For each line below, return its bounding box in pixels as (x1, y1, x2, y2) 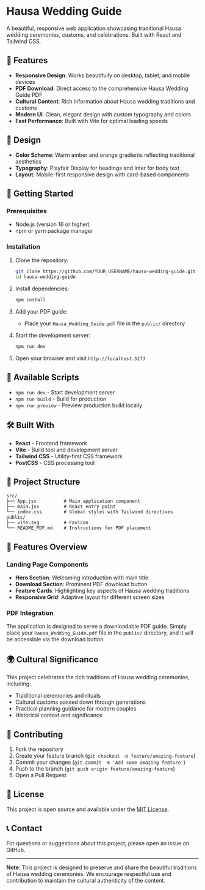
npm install (15, 297, 46, 303)
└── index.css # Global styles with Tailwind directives (6, 509, 173, 515)
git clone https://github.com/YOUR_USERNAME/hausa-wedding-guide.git (15, 268, 196, 274)
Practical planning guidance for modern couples (15, 705, 137, 712)
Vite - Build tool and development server (15, 446, 118, 453)
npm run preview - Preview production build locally (15, 401, 143, 409)
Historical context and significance (15, 712, 103, 719)
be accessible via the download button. (6, 636, 106, 643)
